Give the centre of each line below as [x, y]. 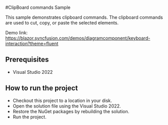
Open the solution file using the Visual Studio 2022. [67, 106]
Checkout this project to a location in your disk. [62, 100]
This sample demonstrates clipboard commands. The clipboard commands [84, 17]
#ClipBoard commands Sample [38, 7]
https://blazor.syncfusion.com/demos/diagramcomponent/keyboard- [78, 38]
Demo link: [17, 33]
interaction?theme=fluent [32, 44]
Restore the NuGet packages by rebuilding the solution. [71, 111]
